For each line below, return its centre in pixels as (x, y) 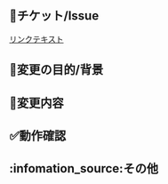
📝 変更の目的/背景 (56, 70)
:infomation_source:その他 (84, 168)
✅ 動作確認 (38, 136)
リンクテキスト (36, 39)
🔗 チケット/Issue (54, 16)
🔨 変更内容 (36, 103)
